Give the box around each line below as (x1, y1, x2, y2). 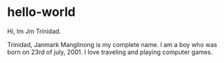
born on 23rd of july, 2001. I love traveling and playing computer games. (7, 48, 213, 56)
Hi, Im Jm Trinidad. (7, 27, 61, 35)
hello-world (7, 4, 76, 20)
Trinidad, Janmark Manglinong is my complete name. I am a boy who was (7, 40, 217, 48)
